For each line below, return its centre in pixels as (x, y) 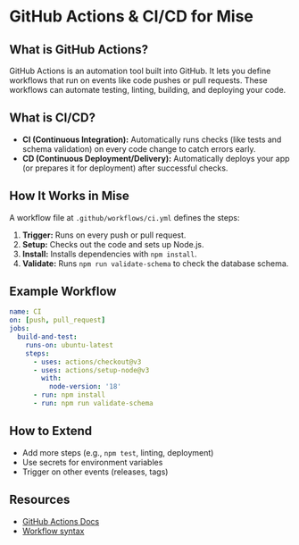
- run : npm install (69, 395)
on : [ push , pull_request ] (57, 320)
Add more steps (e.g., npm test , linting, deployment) (118, 452)
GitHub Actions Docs (61, 521)
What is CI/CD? (53, 118)
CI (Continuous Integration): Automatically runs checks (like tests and (152, 139)
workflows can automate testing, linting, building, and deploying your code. (148, 90)
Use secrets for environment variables (92, 462)
